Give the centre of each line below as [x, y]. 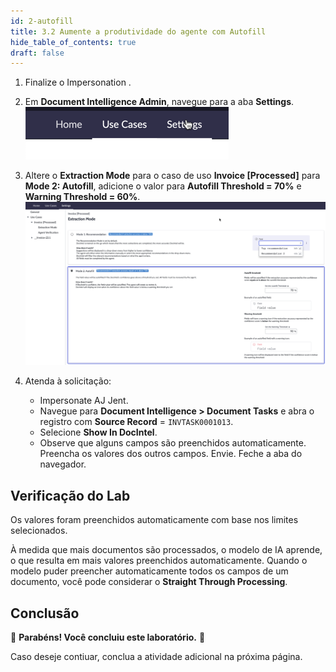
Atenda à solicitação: [68, 381]
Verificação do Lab [70, 495]
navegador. [63, 464]
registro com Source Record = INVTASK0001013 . [136, 422]
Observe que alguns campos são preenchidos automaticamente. [173, 443]
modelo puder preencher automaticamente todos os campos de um [149, 571]
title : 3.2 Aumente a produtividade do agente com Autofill [138, 31]
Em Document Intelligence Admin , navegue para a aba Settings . [159, 102]
